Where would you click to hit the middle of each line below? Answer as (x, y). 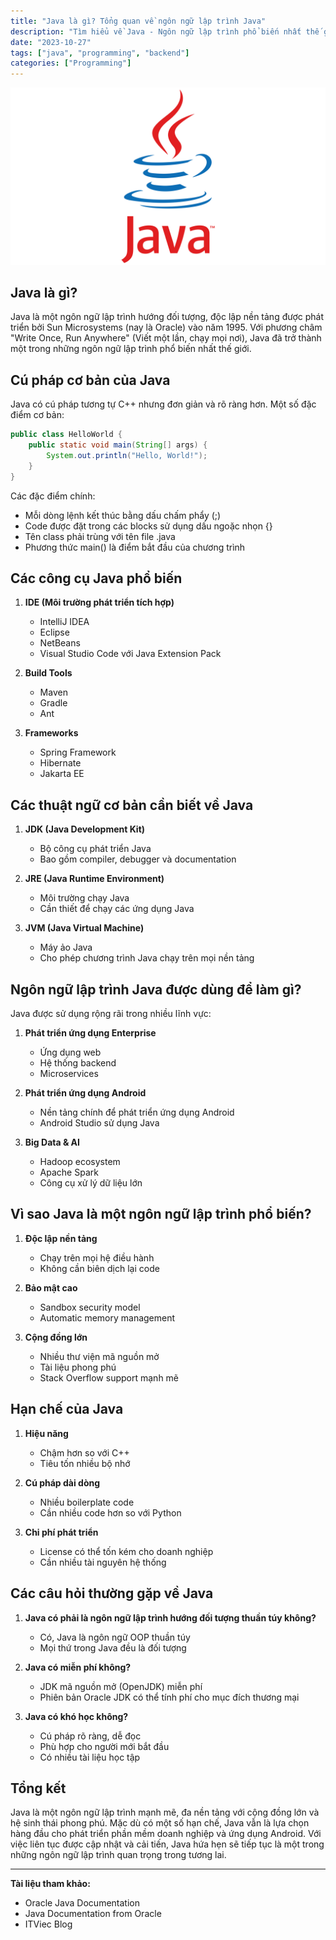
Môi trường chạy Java (84, 898)
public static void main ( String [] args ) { (118, 445)
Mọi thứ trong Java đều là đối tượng (113, 1647)
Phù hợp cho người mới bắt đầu (104, 1746)
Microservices (69, 1074)
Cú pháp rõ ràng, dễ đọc (90, 1736)
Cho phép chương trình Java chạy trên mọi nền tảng (147, 958)
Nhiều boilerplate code (87, 1502)
